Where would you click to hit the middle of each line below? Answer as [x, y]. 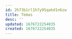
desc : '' [14, 19]
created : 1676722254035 [30, 29]
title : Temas [19, 15]
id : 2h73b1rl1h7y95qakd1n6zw [36, 10]
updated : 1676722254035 [30, 24]
